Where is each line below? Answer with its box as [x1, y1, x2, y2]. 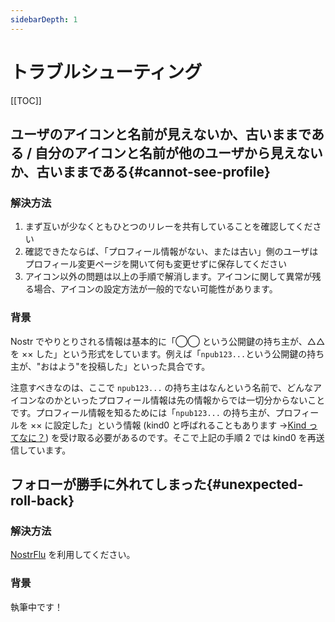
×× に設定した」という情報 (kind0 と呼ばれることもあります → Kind [29, 419, 307, 431]
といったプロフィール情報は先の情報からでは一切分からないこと [62, 394, 326, 406]
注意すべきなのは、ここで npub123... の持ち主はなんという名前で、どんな [10, 381, 313, 393]
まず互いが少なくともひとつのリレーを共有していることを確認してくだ [24, 221, 313, 233]
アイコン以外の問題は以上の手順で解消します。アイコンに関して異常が [24, 271, 313, 283]
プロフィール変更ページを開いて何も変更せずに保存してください [24, 258, 287, 270]
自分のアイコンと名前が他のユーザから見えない [34, 144, 323, 161]
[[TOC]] [10, 94, 42, 106]
